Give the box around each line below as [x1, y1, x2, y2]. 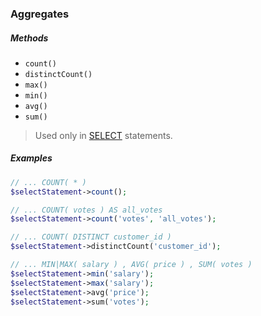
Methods [10, 32, 49, 44]
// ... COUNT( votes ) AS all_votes [10, 205, 163, 215]
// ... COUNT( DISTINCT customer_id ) [10, 232, 172, 242]
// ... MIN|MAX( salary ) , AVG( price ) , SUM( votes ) [10, 260, 253, 270]
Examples [10, 152, 53, 164]
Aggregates [10, 7, 70, 21]
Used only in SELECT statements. [34, 129, 173, 141]
